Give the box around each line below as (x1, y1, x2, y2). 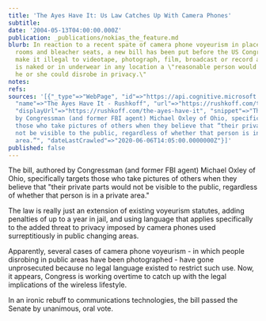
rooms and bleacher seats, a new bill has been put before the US (15, 48, 239, 56)
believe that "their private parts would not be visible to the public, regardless (8, 183, 258, 192)
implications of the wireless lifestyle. (8, 280, 127, 289)
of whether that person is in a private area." (8, 191, 150, 200)
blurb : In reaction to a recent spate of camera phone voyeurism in (8, 41, 239, 49)
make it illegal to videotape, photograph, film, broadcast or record (15, 56, 253, 64)
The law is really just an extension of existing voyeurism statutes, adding (8, 206, 245, 216)
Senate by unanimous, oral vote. (8, 304, 113, 313)
